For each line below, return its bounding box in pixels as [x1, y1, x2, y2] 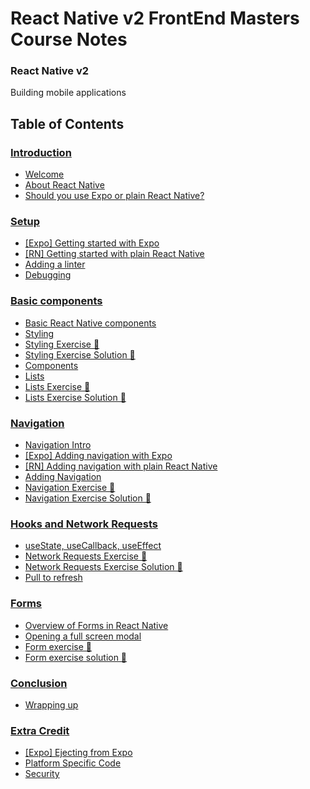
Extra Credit [10, 723, 70, 737]
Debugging [24, 269, 72, 281]
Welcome [24, 168, 65, 181]
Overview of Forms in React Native [24, 619, 169, 631]
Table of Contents [10, 115, 125, 132]
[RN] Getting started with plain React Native [24, 248, 205, 260]
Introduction [10, 145, 72, 159]
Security [24, 768, 60, 780]
